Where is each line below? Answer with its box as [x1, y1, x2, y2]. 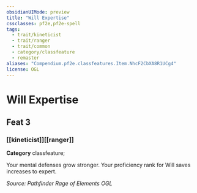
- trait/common [12, 44, 51, 50]
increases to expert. [6, 168, 57, 175]
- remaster [12, 55, 40, 61]
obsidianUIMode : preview [6, 9, 70, 15]
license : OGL [6, 66, 40, 73]
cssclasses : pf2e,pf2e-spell [6, 20, 81, 26]
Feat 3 [6, 117, 31, 127]
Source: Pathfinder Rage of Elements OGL [6, 179, 113, 187]
